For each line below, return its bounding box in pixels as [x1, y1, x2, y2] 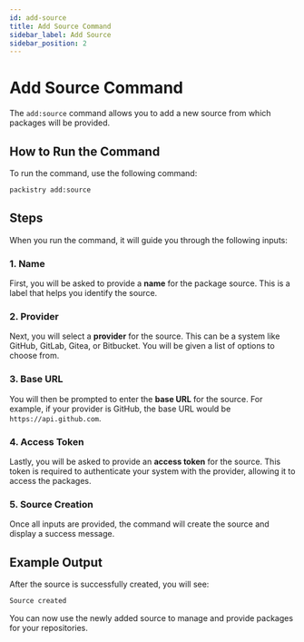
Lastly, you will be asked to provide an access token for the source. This [9, 456, 281, 467]
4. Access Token [9, 435, 84, 448]
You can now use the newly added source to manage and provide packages [9, 612, 293, 623]
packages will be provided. [9, 117, 111, 128]
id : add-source [9, 13, 67, 23]
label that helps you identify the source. [9, 287, 158, 298]
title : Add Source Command [9, 22, 112, 31]
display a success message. [9, 528, 115, 539]
